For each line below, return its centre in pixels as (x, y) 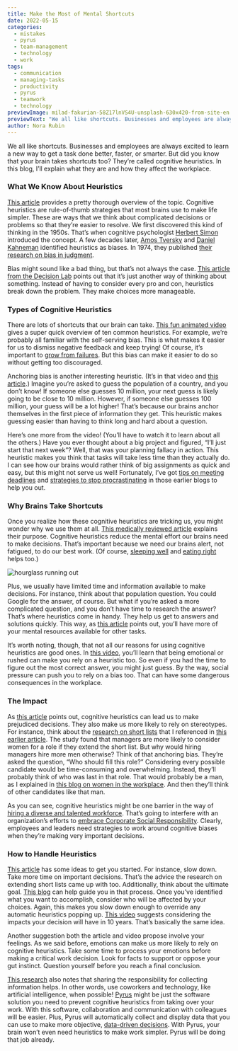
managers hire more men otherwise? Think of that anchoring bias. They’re (115, 754)
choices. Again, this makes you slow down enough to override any (104, 907)
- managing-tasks (39, 80)
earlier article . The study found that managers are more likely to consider (114, 739)
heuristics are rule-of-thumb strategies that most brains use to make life (112, 209)
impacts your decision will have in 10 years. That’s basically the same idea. (116, 921)
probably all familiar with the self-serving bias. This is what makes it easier (116, 340)
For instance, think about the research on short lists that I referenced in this (117, 731)
